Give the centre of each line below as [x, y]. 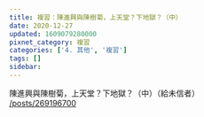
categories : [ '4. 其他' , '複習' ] [68, 51]
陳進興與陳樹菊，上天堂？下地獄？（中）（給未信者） [104, 93]
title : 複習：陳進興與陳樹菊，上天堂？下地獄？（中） [96, 17]
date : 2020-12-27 [41, 26]
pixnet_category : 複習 [50, 42]
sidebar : [25, 67]
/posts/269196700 [43, 103]
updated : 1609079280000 [53, 34]
